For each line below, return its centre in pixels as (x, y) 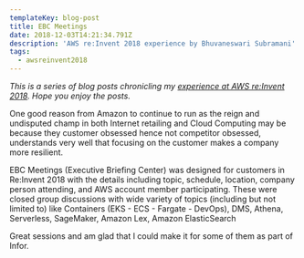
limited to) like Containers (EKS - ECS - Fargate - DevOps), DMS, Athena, (147, 209)
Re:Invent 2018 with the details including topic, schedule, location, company (152, 180)
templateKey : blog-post (55, 18)
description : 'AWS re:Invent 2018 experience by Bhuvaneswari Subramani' (153, 43)
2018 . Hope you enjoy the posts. (70, 96)
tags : (20, 52)
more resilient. (37, 152)
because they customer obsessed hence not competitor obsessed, (136, 133)
